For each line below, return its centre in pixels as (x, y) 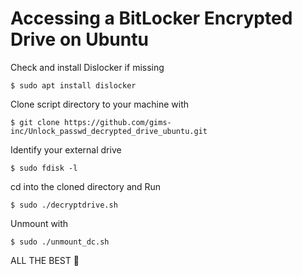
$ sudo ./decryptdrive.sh (64, 205)
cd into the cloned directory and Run (86, 186)
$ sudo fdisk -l (44, 168)
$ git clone (35, 122)
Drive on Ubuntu (79, 39)
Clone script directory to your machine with (100, 104)
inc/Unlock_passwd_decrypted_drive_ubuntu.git (109, 131)
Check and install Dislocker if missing (87, 67)
